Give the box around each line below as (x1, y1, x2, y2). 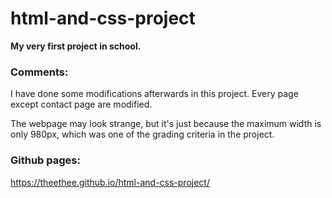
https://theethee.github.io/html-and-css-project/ (10, 176, 210, 188)
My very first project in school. (10, 40, 142, 52)
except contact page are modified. (10, 98, 153, 111)
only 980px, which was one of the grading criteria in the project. (10, 128, 275, 141)
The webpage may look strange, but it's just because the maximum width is (10, 118, 322, 130)
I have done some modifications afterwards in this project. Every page (10, 88, 299, 100)
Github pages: (10, 153, 81, 167)
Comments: (10, 65, 69, 79)
